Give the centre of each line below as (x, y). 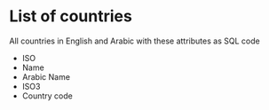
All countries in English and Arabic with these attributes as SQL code (134, 41)
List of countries (71, 16)
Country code (47, 96)
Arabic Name (46, 76)
